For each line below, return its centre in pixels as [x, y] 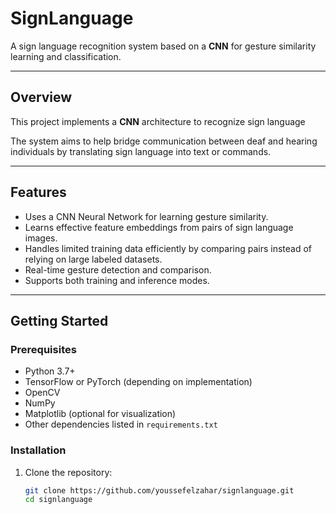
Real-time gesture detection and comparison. [118, 269]
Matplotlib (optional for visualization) [100, 414]
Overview [41, 97]
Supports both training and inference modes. [117, 280]
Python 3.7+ [50, 371]
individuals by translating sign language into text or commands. [141, 151]
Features [38, 192]
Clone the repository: [68, 472]
